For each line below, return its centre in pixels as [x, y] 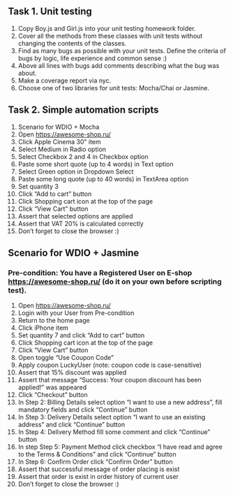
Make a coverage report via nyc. [65, 81]
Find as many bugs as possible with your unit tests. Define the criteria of [122, 50]
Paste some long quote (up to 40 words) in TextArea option [103, 179]
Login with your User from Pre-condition [76, 313]
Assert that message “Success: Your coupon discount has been [110, 380]
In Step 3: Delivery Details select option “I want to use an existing [112, 417]
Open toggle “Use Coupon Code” [66, 358]
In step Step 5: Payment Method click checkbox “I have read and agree [120, 447]
